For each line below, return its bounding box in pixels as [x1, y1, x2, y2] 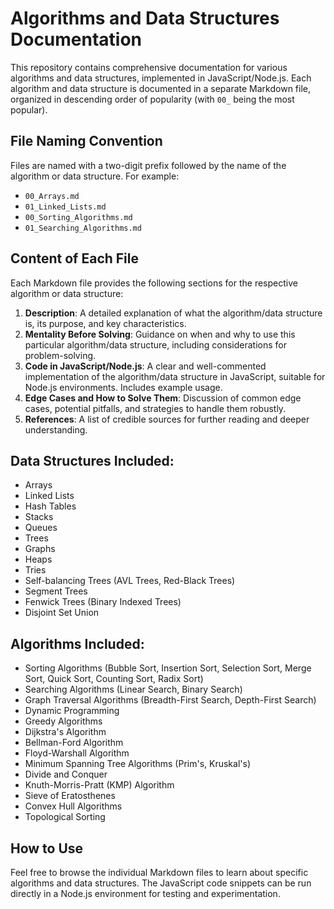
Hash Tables [24, 500, 77, 512]
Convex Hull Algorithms [24, 800, 123, 812]
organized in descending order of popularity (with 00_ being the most [10, 93, 295, 105]
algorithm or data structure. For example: [10, 170, 180, 182]
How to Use [10, 840, 84, 857]
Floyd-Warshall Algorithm [24, 747, 130, 759]
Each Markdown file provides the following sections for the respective [10, 277, 298, 289]
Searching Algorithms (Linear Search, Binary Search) [24, 683, 243, 696]
